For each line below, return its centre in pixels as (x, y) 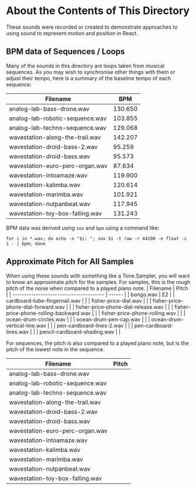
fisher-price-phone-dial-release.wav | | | (124, 307)
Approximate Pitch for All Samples (70, 262)
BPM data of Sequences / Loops (66, 52)
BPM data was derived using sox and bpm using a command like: (83, 228)
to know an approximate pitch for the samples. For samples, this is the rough (98, 282)
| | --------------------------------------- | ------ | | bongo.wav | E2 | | (90, 294)
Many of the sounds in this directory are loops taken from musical (85, 66)
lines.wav (18, 331)
